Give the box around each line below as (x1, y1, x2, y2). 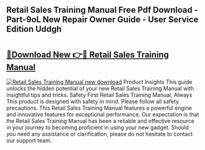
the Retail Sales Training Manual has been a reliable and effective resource (6, 118, 195, 124)
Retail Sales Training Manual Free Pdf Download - (6, 5, 198, 15)
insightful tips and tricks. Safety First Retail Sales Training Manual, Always (6, 91, 193, 99)
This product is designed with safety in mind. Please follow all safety (6, 98, 179, 105)
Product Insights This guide (123, 78, 193, 85)
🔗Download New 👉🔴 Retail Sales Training (6, 49, 170, 60)
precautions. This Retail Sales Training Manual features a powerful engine (6, 104, 192, 111)
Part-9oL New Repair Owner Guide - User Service (6, 15, 199, 25)
